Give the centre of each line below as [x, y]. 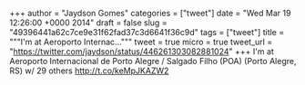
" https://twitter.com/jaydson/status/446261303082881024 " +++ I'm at [142, 52]
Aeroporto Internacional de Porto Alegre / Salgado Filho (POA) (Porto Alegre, [153, 61]
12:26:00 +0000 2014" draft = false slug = [88, 23]
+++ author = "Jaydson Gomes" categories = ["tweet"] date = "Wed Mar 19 [150, 13]
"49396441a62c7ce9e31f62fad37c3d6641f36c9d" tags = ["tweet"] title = [147, 32]
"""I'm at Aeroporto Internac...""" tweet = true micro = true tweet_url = [141, 42]
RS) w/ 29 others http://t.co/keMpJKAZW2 [89, 71]
